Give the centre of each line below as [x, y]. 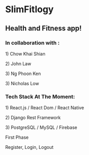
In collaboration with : [32, 43]
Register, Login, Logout [29, 147]
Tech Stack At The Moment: [40, 96]
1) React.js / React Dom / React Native [45, 108]
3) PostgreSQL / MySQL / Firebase [41, 127]
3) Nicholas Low [22, 83]
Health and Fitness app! [43, 28]
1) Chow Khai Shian [25, 54]
